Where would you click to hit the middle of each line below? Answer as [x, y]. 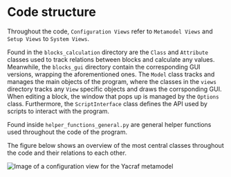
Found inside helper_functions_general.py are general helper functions [109, 124]
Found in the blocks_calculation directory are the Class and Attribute [108, 52]
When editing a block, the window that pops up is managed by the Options [113, 96]
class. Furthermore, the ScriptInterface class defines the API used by [107, 103]
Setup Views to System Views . [48, 38]
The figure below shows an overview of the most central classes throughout [115, 145]
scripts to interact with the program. [58, 111]
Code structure [52, 12]
